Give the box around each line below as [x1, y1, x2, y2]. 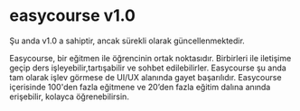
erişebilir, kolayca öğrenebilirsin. [9, 91, 129, 102]
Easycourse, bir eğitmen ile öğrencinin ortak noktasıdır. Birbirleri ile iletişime [9, 52, 292, 63]
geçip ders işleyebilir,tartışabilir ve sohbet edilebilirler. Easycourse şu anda [9, 62, 286, 73]
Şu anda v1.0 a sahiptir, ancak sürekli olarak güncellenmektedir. [9, 35, 246, 46]
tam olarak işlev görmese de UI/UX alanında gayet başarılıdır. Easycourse [9, 71, 282, 82]
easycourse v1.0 [9, 5, 136, 26]
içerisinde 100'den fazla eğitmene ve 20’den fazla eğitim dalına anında [9, 81, 271, 92]
